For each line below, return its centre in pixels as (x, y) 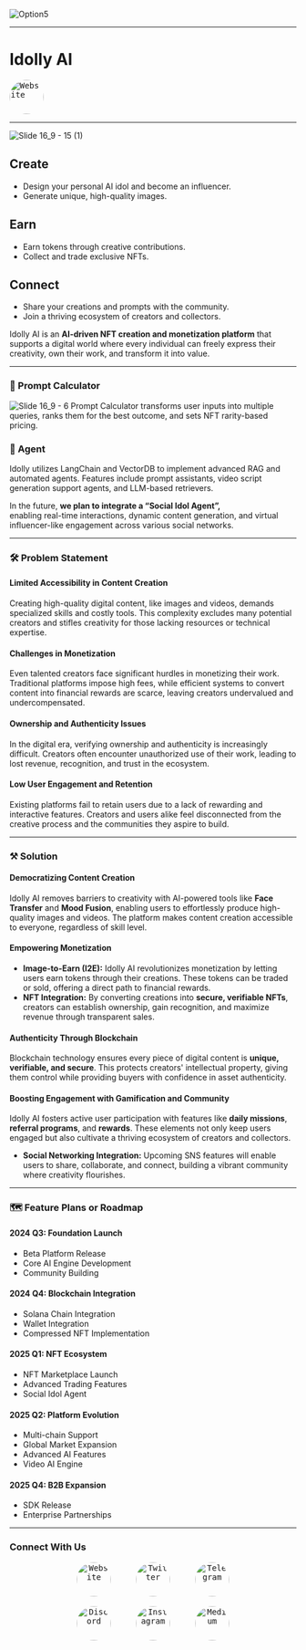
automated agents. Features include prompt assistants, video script (136, 478)
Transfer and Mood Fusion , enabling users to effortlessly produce (134, 907)
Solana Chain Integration (69, 1313)
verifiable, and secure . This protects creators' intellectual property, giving (149, 1068)
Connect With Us (48, 1547)
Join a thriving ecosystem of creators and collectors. (122, 317)
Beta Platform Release (64, 1253)
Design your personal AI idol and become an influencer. (127, 186)
